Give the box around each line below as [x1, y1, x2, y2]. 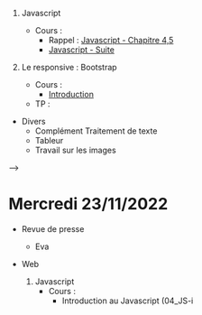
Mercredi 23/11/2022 [8, 194, 169, 215]
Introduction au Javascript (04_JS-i [61, 295, 194, 306]
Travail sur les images [34, 144, 116, 155]
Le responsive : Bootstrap [21, 62, 118, 72]
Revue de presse [21, 223, 85, 234]
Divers [21, 116, 46, 126]
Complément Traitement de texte [34, 125, 158, 136]
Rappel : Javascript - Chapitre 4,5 [48, 35, 174, 45]
